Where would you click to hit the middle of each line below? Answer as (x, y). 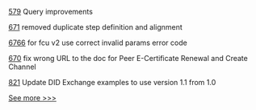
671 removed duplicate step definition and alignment (96, 27)
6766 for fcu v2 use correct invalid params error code (98, 43)
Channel (22, 67)
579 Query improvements (50, 12)
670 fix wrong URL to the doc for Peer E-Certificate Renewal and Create (128, 58)
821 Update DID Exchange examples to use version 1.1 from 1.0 (112, 82)
